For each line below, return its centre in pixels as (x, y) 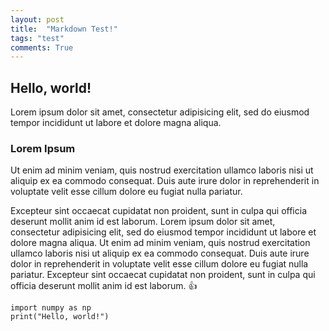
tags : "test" (37, 38)
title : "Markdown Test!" (64, 29)
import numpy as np (51, 308)
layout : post (37, 19)
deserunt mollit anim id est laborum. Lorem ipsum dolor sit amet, (143, 222)
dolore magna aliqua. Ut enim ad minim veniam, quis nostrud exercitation (160, 243)
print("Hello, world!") (60, 317)
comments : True (42, 47)
